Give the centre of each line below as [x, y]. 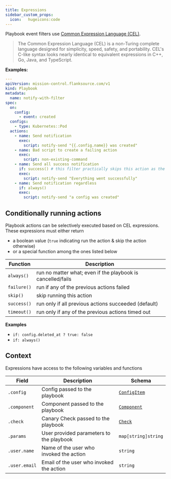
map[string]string [141, 436]
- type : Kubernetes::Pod [41, 127]
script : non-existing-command [55, 160]
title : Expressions [26, 10]
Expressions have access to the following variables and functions [74, 368]
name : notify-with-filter [37, 98]
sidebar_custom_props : [29, 15]
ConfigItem [132, 392]
